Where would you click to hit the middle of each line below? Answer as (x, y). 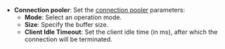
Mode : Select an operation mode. (73, 17)
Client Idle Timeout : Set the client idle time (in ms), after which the (121, 32)
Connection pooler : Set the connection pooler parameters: (99, 10)
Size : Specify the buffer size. (66, 24)
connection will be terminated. (68, 39)
